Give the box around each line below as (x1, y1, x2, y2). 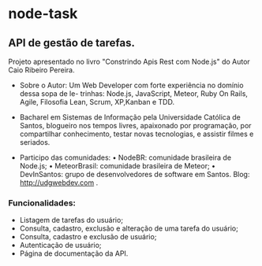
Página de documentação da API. (19, 249, 129, 258)
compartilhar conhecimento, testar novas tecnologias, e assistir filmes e (19, 129, 254, 139)
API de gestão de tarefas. (8, 36, 136, 50)
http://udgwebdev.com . (19, 178, 99, 187)
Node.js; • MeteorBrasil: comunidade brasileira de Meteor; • (19, 161, 215, 170)
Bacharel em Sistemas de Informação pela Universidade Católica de (19, 113, 241, 122)
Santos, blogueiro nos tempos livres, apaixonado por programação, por (19, 121, 252, 130)
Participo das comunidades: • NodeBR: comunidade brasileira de (19, 153, 231, 162)
